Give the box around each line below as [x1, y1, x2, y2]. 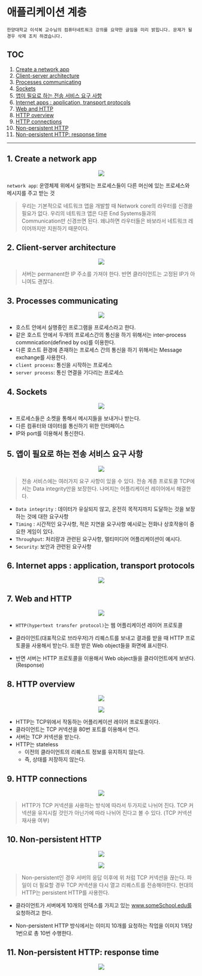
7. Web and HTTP [7, 594, 73, 604]
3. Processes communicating [7, 295, 119, 306]
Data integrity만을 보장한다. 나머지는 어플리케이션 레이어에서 [32, 485, 176, 492]
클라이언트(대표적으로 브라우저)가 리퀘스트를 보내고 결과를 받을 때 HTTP [15, 634, 185, 641]
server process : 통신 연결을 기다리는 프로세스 [15, 369, 124, 376]
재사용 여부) [21, 817, 50, 824]
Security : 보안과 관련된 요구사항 [15, 543, 92, 550]
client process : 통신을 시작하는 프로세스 [15, 362, 113, 369]
